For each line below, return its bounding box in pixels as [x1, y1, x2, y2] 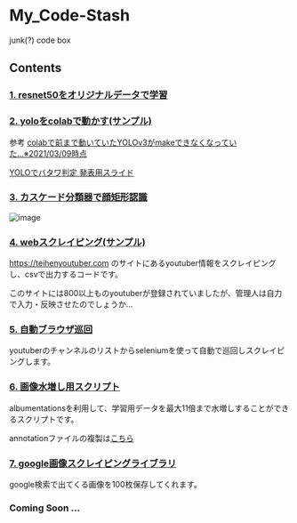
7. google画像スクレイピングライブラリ [9, 457, 177, 470]
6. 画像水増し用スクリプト [9, 381, 120, 393]
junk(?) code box [9, 35, 71, 45]
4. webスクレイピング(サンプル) [9, 236, 146, 248]
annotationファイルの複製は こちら [9, 432, 134, 443]
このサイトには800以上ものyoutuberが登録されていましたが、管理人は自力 [9, 288, 283, 299]
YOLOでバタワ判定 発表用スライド [9, 166, 134, 178]
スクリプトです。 [16, 414, 79, 424]
